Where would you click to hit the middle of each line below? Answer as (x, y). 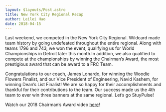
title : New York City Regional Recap (44, 14)
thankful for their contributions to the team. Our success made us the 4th (80, 90)
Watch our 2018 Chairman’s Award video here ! (53, 105)
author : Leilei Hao (25, 19)
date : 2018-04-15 (23, 24)
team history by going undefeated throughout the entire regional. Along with (83, 43)
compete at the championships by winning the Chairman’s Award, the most (82, 59)
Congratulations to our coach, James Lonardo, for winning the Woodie (77, 74)
